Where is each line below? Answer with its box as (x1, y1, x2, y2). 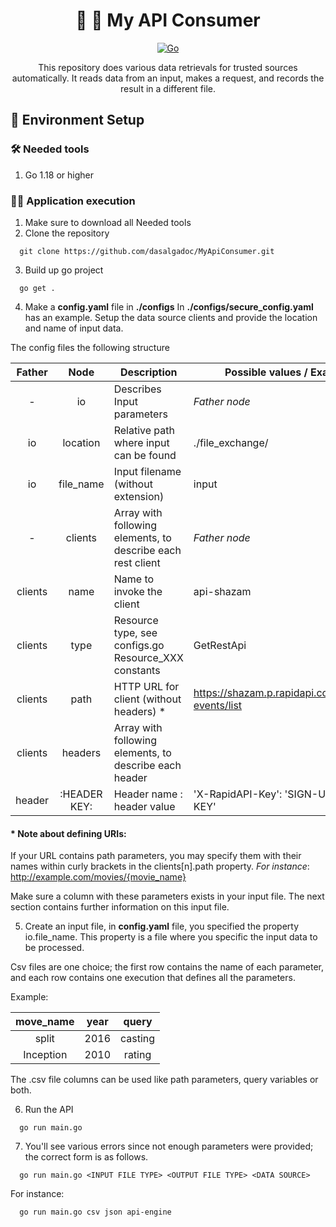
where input (113, 435, 170, 449)
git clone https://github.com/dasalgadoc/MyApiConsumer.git (19, 246, 275, 256)
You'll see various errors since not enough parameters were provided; (24, 1140, 314, 1153)
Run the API (24, 1104, 74, 1116)
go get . (19, 283, 56, 293)
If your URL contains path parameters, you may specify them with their (10, 850, 302, 862)
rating (123, 1048, 152, 1062)
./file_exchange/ (193, 435, 269, 449)
